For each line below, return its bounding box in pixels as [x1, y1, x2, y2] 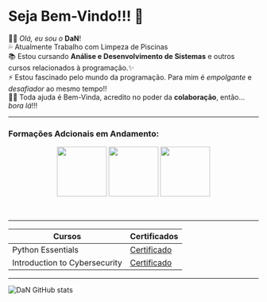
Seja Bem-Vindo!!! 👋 [8, 7, 145, 25]
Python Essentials [12, 245, 79, 256]
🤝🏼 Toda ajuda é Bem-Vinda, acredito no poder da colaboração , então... [8, 92, 246, 102]
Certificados [130, 231, 179, 242]
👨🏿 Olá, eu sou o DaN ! [8, 33, 82, 43]
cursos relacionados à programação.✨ [8, 63, 134, 73]
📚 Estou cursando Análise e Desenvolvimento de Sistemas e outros [8, 51, 235, 61]
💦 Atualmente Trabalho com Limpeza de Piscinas [8, 41, 168, 51]
